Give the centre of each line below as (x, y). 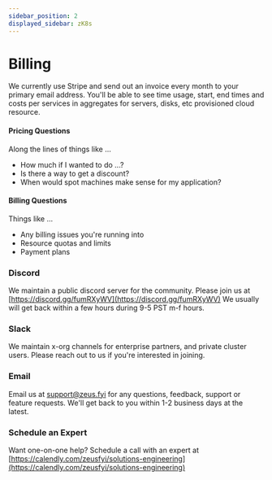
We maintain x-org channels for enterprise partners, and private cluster (127, 347)
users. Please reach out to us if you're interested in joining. (107, 356)
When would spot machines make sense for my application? (121, 182)
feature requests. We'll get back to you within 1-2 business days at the (126, 403)
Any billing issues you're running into (82, 234)
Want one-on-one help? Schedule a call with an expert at (104, 450)
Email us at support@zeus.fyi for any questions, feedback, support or (125, 394)
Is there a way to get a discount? (75, 173)
